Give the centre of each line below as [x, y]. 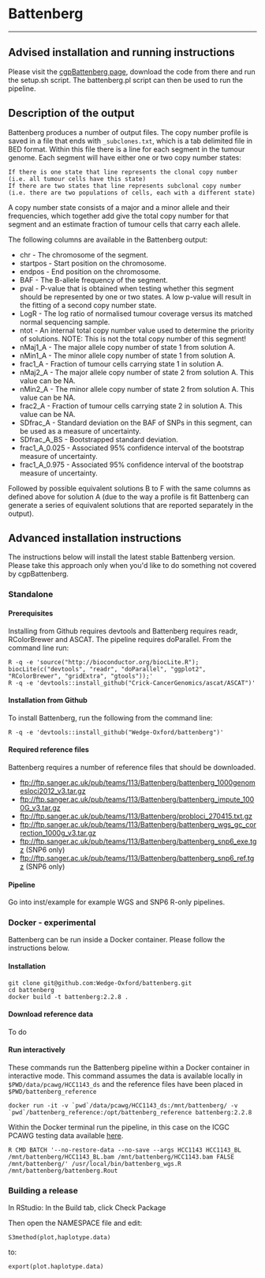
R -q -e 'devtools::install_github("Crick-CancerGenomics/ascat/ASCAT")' [132, 683]
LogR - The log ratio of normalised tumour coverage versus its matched [136, 314]
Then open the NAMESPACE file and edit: [75, 1223]
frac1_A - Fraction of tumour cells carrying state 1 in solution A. [121, 363]
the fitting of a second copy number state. [88, 305]
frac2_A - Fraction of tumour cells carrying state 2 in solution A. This [131, 406]
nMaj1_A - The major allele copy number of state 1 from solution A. [127, 347]
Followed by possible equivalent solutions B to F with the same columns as [129, 488]
